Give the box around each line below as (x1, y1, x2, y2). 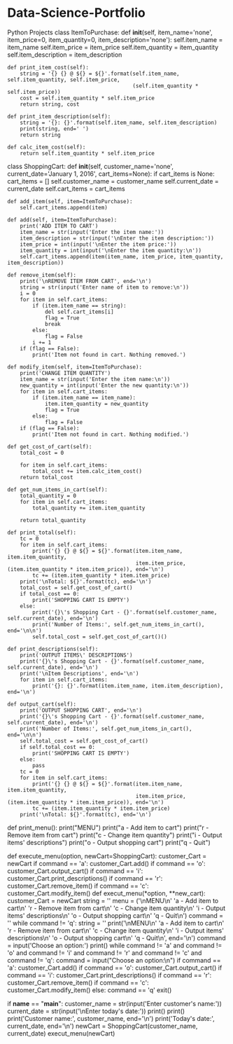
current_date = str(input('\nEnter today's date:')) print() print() (7, 1007, 185, 1015)
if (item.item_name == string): (32, 302, 127, 309)
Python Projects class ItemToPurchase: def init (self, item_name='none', (7, 28, 213, 36)
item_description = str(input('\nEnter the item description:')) (20, 235, 215, 242)
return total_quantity (20, 516, 86, 523)
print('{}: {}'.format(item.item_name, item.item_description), (32, 682, 224, 689)
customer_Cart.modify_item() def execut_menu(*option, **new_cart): (7, 888, 206, 898)
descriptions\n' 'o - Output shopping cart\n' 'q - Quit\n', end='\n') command (7, 933, 226, 942)
